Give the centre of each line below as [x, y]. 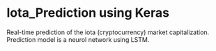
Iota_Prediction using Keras [88, 13]
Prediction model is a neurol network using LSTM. [78, 39]
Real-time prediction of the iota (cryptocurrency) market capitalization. [108, 32]
